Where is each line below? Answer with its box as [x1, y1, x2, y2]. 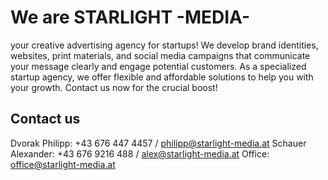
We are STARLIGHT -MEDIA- [10, 6, 251, 29]
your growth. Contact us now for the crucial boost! [10, 81, 218, 93]
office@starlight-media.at [10, 158, 116, 170]
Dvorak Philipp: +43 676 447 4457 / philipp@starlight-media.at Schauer [10, 137, 307, 149]
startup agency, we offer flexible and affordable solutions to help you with [10, 71, 314, 83]
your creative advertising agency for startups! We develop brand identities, [10, 39, 319, 51]
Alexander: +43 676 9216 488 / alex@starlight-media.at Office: [10, 147, 270, 160]
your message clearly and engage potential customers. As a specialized [10, 60, 307, 72]
